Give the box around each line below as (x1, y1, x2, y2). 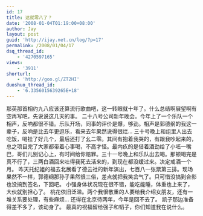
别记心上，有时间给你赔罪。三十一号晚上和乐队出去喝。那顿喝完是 (32, 150, 197, 157)
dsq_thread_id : (6, 48, 45, 54)
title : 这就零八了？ (6, 15, 53, 21)
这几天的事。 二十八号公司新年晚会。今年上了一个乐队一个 (48, 113, 193, 120)
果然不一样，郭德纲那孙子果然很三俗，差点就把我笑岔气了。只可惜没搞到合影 (6, 173, 197, 180)
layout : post (6, 31, 39, 38)
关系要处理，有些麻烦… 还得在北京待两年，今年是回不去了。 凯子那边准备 (11, 195, 194, 203)
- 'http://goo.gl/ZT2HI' (17, 76, 80, 82)
